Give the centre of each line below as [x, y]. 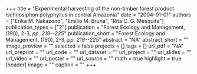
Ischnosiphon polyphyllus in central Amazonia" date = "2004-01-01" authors [98, 15]
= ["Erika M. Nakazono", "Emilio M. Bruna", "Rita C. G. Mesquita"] [85, 21]
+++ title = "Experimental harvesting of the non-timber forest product [90, 9]
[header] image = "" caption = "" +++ [51, 65]
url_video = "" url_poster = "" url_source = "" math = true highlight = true [93, 58]
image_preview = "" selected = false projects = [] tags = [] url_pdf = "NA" [95, 46]
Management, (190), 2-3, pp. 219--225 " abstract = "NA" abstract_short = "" [97, 40]
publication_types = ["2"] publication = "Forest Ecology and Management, [95, 27]
